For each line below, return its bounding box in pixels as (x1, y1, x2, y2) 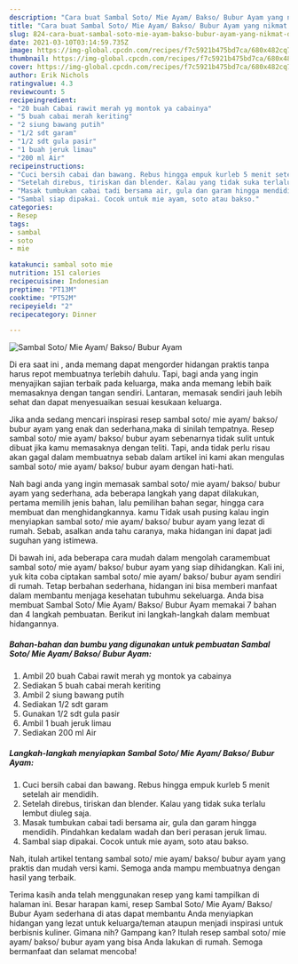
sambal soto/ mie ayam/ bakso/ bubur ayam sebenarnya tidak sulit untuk (9, 433, 275, 444)
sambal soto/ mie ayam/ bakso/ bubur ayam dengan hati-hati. (9, 461, 235, 472)
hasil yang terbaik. (9, 872, 77, 883)
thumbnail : (9, 54, 50, 63)
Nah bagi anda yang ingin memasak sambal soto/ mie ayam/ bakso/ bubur (9, 479, 281, 490)
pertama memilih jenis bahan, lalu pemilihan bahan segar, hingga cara (9, 498, 264, 508)
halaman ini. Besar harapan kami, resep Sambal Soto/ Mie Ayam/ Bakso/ (9, 899, 273, 910)
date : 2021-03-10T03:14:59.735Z (9, 37, 129, 47)
